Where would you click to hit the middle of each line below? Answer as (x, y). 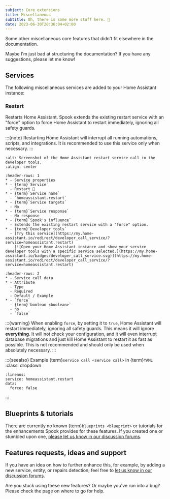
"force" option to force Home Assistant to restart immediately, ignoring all (82, 123)
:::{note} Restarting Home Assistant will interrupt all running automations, (81, 138)
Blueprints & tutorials (39, 413)
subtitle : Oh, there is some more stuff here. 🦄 (58, 19)
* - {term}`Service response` (37, 212)
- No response (25, 216)
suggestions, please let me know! (40, 60)
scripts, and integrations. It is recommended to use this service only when (82, 143)
